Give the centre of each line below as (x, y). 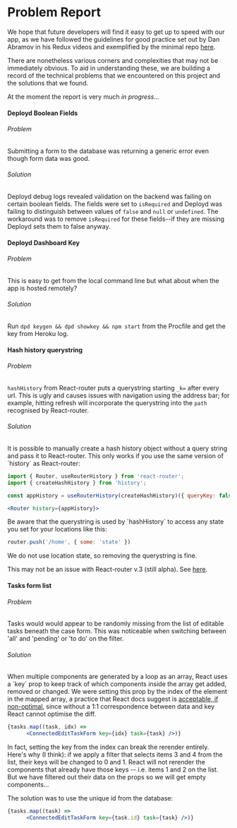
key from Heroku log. (38, 333)
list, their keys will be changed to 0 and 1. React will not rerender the (107, 762)
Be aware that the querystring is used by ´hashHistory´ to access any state (116, 522)
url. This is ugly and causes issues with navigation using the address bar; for (119, 395)
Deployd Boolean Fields (43, 113)
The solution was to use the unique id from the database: (90, 798)
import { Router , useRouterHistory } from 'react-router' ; (96, 476)
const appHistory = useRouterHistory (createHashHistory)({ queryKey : (112, 496)
